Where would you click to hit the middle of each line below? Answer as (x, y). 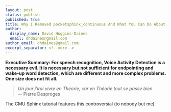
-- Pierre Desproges (39, 94)
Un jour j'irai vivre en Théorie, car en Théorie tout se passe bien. (86, 88)
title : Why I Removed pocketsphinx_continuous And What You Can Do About (86, 24)
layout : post (19, 10)
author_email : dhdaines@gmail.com (42, 43)
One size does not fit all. (31, 78)
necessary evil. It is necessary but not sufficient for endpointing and (79, 68)
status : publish (22, 15)
